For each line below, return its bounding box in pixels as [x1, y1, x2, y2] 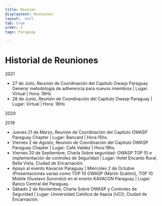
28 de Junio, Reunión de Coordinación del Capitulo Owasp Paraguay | [12, 96, 152, 102]
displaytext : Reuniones [5, 12, 54, 17]
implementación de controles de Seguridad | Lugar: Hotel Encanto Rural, [12, 155, 158, 161]
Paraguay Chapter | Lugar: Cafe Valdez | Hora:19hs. [12, 144, 116, 151]
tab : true [5, 20, 25, 26]
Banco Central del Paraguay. [12, 181, 70, 187]
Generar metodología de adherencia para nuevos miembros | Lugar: [12, 86, 148, 91]
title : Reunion [5, 7, 36, 12]
